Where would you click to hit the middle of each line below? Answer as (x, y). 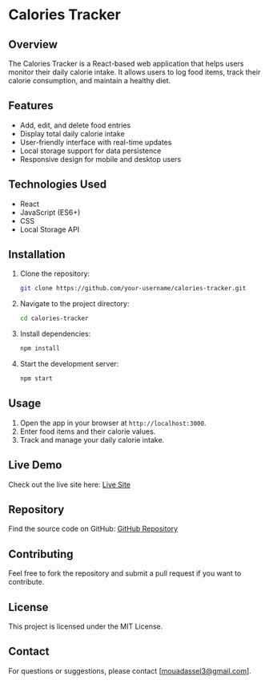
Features (31, 106)
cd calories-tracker (54, 318)
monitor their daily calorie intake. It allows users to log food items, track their (134, 72)
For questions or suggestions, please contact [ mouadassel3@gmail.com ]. (130, 670)
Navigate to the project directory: (74, 304)
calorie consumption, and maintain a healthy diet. (90, 81)
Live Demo (35, 465)
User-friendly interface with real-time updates (96, 142)
